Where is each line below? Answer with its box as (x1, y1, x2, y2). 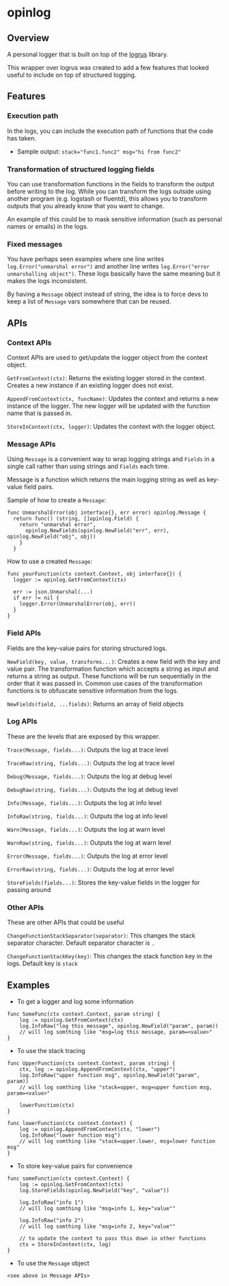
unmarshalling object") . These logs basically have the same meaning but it (7, 269, 221, 278)
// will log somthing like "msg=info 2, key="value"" (19, 1223, 176, 1230)
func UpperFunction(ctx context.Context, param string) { (7, 1060, 176, 1067)
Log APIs (7, 717, 38, 726)
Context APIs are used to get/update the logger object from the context (7, 353, 208, 361)
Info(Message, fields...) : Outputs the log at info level (7, 798, 162, 806)
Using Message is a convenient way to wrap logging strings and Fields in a (7, 455, 215, 463)
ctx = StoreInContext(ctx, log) (19, 1241, 111, 1248)
